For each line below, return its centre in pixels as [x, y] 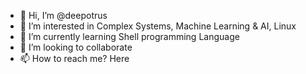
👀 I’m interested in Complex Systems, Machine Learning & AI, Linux [158, 26]
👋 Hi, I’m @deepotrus [63, 15]
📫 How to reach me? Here [74, 58]
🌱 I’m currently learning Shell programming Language [129, 36]
